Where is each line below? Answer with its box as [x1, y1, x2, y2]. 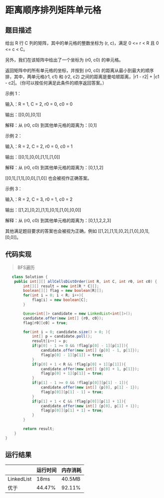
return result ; [23, 426, 55, 431]
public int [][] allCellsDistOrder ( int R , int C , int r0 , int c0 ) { [14, 279, 158, 284]
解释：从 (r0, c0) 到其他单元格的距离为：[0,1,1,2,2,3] [5, 218, 111, 223]
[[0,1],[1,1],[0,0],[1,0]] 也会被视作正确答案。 [5, 175, 92, 181]
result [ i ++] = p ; [31, 339, 68, 344]
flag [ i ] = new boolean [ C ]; [31, 297, 88, 303]
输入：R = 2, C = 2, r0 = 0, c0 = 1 [5, 143, 73, 149]
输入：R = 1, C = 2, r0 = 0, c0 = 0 [5, 101, 73, 107]
